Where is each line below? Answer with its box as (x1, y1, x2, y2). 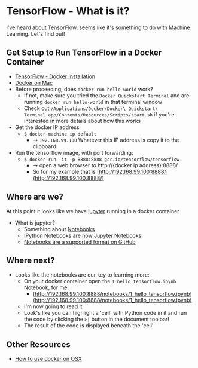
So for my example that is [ (32, 168, 99, 175)
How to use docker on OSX (14, 355, 82, 363)
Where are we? (6, 192, 64, 202)
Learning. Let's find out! (6, 30, 65, 37)
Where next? (6, 255, 55, 265)
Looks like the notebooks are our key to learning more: (14, 271, 150, 278)
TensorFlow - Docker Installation (14, 73, 96, 80)
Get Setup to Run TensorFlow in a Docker (6, 48, 162, 58)
